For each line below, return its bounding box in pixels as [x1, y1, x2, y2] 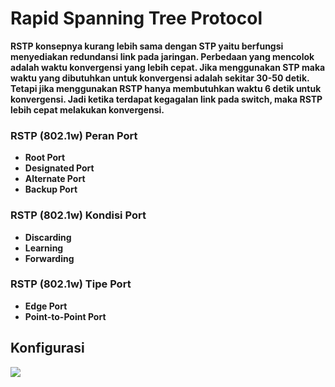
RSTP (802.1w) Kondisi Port [10, 208, 147, 222]
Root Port [24, 152, 66, 164]
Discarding [24, 231, 72, 243]
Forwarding [24, 252, 75, 264]
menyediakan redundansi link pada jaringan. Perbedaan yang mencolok [10, 50, 315, 62]
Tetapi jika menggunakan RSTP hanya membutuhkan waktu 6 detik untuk [10, 82, 322, 94]
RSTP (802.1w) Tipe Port [10, 277, 132, 291]
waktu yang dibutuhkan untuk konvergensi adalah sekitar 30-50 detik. [10, 72, 310, 84]
